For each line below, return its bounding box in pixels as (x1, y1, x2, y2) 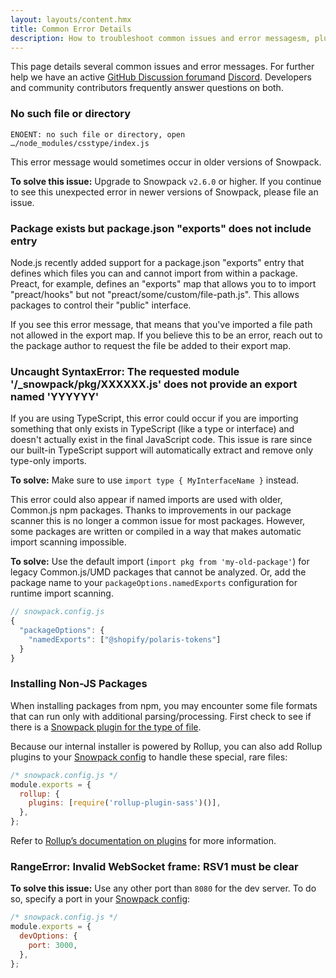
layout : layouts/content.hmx (10, 14, 132, 25)
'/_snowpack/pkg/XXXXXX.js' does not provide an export (10, 377, 298, 391)
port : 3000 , (28, 940, 78, 950)
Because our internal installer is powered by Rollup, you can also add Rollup (10, 740, 323, 752)
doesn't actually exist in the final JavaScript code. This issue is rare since (10, 434, 313, 446)
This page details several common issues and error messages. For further (10, 61, 315, 73)
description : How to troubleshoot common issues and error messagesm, (10, 33, 311, 43)
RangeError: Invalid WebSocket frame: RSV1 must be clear (10, 859, 299, 873)
